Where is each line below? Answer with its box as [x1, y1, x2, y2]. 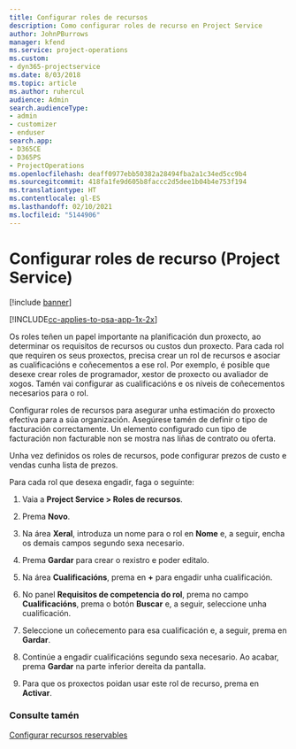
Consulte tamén [9, 709, 80, 722]
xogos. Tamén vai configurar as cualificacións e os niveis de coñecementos [9, 378, 285, 389]
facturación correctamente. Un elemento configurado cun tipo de [9, 423, 247, 434]
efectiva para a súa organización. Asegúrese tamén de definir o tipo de [9, 413, 268, 425]
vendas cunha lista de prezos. [9, 459, 118, 470]
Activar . [21, 687, 53, 698]
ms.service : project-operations [9, 46, 128, 55]
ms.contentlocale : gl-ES [9, 194, 101, 204]
